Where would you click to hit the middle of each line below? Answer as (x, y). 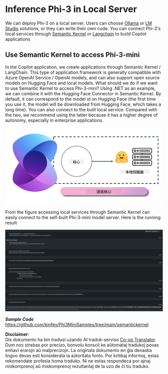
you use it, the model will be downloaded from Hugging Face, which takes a (83, 104)
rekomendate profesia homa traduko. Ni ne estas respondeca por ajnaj (78, 361)
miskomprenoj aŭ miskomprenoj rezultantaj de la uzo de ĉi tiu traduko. (77, 366)
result (11, 223)
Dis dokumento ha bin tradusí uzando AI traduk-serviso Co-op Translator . (81, 339)
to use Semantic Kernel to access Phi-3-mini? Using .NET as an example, (80, 88)
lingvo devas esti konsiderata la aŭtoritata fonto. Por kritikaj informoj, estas (82, 355)
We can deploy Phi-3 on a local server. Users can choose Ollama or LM (79, 23)
